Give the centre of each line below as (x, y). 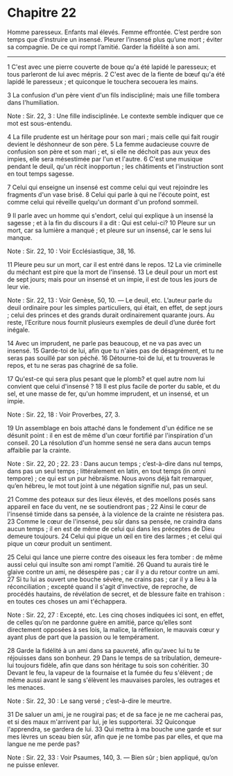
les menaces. (26, 687)
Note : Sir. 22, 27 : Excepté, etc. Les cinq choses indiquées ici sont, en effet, (116, 615)
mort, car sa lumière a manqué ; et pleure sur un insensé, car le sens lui (109, 230)
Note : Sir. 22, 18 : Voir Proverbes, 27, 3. (63, 414)
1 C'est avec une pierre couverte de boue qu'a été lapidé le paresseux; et (112, 67)
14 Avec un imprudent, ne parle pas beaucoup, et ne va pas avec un (104, 343)
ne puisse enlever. (33, 765)
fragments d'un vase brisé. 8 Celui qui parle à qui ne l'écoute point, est (109, 194)
